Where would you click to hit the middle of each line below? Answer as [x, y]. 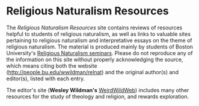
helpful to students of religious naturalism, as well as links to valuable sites [99, 34]
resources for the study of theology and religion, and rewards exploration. [98, 96]
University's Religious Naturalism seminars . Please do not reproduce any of [100, 53]
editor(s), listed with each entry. [46, 78]
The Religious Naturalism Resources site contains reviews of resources [94, 28]
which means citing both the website [52, 66]
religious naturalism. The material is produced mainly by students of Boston [100, 47]
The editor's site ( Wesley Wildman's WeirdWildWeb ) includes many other [98, 90]
